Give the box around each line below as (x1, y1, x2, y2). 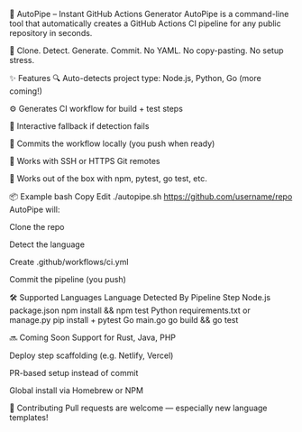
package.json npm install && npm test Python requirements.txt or (9, 305, 251, 316)
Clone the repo (9, 222, 65, 232)
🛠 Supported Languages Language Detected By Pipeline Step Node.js (9, 292, 271, 302)
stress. (9, 55, 34, 65)
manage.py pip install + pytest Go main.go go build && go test (9, 315, 239, 325)
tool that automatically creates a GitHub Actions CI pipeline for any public (9, 18, 281, 29)
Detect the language (9, 239, 86, 250)
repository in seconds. (9, 28, 93, 38)
